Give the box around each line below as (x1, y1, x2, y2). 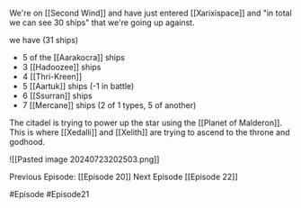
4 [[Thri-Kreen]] (22, 71, 83, 82)
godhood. (9, 137, 46, 147)
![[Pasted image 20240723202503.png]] (9, 154, 160, 165)
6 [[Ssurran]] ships (22, 90, 93, 101)
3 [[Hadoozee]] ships (22, 62, 102, 72)
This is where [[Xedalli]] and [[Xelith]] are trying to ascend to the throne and (9, 127, 290, 138)
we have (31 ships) (9, 35, 79, 45)
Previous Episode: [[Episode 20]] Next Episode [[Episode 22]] (9, 171, 238, 182)
